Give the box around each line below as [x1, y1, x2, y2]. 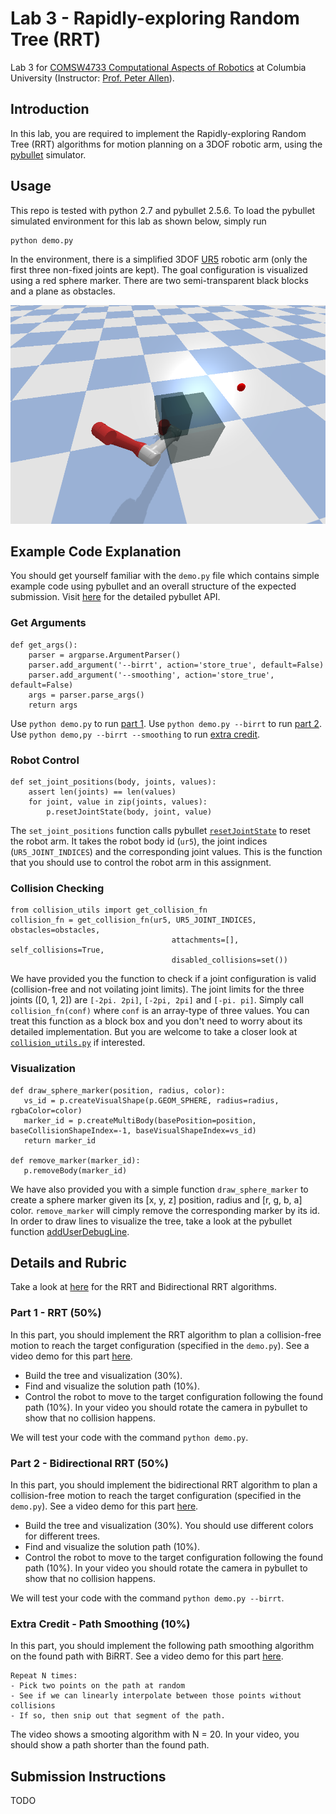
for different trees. [24, 1530, 101, 1542]
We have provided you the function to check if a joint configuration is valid [10, 973, 317, 985]
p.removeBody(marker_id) [23, 1165, 128, 1176]
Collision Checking [10, 881, 105, 895]
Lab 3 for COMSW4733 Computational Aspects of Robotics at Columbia [10, 61, 307, 73]
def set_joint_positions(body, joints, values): [10, 777, 217, 787]
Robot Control [10, 753, 80, 767]
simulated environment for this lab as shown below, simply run [10, 215, 267, 227]
